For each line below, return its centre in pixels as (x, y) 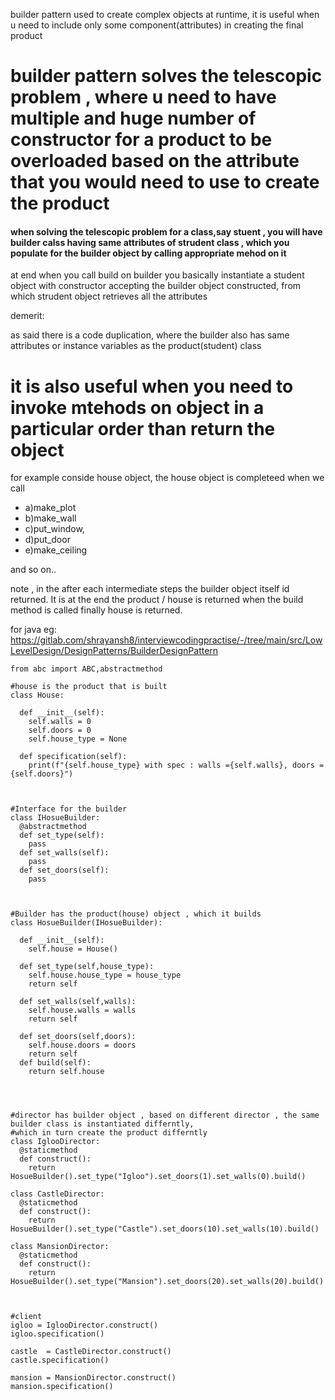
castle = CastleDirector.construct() (91, 1352)
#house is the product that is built (89, 687)
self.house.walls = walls (82, 1010)
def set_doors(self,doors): (78, 1037)
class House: (37, 695)
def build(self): (55, 1063)
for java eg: (33, 630)
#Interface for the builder (69, 809)
